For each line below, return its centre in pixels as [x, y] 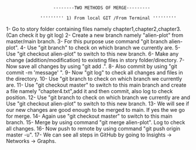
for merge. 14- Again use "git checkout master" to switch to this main [89, 116]
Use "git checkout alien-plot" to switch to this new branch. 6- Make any [92, 54]
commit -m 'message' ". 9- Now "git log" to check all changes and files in [94, 72]
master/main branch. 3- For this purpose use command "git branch [87, 41]
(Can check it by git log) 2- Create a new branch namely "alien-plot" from [94, 35]
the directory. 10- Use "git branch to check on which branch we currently [94, 79]
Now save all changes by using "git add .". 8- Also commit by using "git [92, 66]
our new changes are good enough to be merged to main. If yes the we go [96, 110]
